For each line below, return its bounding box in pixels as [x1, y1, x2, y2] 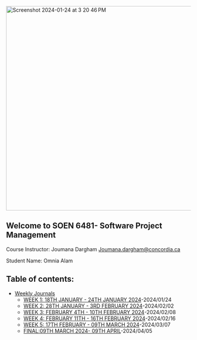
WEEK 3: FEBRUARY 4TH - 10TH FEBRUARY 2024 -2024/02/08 [23, 308, 176, 315]
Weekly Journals [14, 289, 56, 296]
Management [6, 230, 56, 240]
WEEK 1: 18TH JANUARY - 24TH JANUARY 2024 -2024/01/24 [23, 296, 172, 303]
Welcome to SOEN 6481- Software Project [6, 221, 162, 231]
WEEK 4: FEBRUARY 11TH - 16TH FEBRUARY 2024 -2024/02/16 [23, 315, 176, 322]
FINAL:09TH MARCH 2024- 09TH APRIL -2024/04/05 [23, 327, 152, 334]
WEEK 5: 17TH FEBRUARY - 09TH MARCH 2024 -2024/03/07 [23, 321, 171, 328]
